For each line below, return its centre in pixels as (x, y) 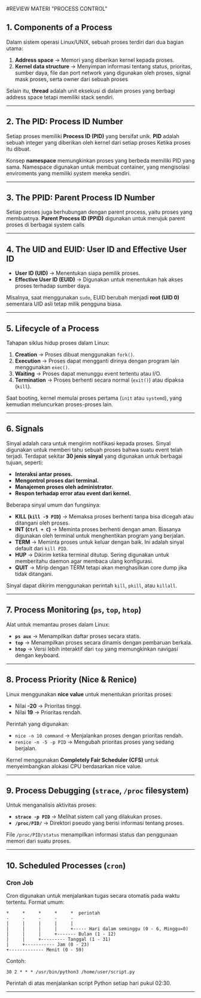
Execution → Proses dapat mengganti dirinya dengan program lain (97, 361)
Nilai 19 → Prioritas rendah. (48, 712)
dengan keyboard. (37, 655)
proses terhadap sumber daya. (53, 286)
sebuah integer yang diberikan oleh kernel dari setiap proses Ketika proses (98, 142)
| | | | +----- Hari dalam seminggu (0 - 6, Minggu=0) (97, 929)
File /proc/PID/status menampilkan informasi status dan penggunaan (92, 835)
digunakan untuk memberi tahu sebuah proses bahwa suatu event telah (95, 449)
